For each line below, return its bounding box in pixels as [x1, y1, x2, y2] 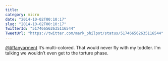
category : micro [5, 12, 39, 17]
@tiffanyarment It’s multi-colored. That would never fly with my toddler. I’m [5, 45, 161, 50]
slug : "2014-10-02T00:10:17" [5, 21, 67, 27]
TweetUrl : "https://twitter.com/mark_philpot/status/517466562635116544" [5, 31, 164, 36]
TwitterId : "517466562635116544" [5, 26, 76, 31]
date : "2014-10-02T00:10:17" [5, 17, 67, 22]
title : [5, 7, 19, 13]
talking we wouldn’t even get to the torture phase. [5, 50, 108, 56]
